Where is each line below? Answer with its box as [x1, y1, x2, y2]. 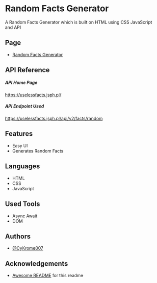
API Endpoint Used [5, 103, 44, 109]
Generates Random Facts [12, 148, 64, 154]
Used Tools [5, 200, 40, 208]
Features [5, 129, 33, 138]
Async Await [12, 213, 38, 219]
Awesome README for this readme [12, 273, 83, 279]
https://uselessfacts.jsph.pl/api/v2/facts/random [5, 116, 103, 122]
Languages [5, 162, 40, 171]
